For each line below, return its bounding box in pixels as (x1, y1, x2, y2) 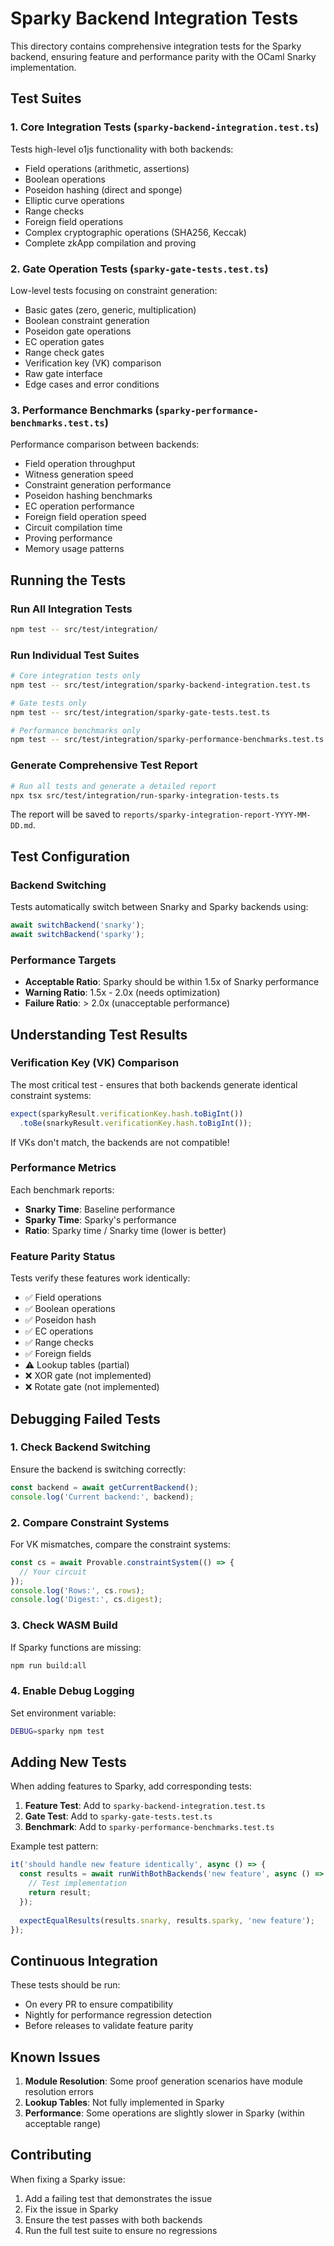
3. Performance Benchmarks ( (10, 403, 160, 417)
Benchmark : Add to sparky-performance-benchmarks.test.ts (24, 1821, 275, 1833)
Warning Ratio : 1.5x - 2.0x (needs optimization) (24, 987, 221, 999)
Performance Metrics (10, 1161, 117, 1175)
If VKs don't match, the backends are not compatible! (10, 1136, 230, 1148)
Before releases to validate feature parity (24, 2020, 194, 2032)
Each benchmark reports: (10, 1183, 115, 1196)
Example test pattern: (10, 1840, 99, 1852)
